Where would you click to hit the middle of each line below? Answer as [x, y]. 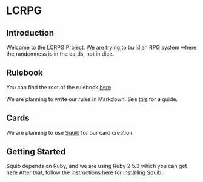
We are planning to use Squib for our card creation [69, 132]
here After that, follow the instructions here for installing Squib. [85, 172]
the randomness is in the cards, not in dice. [60, 54]
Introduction [30, 33]
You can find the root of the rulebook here [59, 87]
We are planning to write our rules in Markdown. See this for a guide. [92, 99]
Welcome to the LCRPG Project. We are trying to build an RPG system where [101, 47]
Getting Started [36, 152]
